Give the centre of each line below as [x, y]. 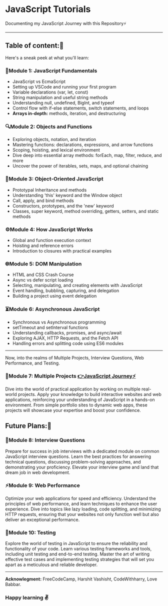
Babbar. [13, 584]
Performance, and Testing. [32, 363]
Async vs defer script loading [43, 280]
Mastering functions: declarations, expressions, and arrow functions [83, 145]
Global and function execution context [52, 240]
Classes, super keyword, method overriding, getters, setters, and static [85, 211]
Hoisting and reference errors [43, 245]
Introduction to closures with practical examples [62, 250]
